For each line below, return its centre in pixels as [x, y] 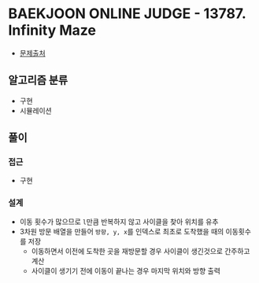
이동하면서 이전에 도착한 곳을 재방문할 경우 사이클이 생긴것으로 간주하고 [141, 251]
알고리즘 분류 [38, 81]
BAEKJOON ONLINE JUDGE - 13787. [127, 14]
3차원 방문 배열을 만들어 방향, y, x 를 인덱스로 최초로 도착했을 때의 [122, 231]
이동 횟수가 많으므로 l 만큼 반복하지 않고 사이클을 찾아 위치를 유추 [119, 222]
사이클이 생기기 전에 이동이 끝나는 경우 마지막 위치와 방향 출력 [126, 270]
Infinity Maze [52, 30]
